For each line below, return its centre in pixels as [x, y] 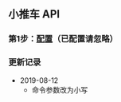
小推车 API [34, 14]
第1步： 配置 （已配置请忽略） [63, 39]
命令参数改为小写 [60, 89]
